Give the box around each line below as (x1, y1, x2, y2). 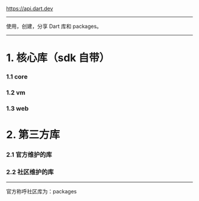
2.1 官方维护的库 (6, 151, 52, 159)
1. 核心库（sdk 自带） (6, 51, 110, 64)
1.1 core (6, 73, 28, 81)
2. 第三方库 (6, 128, 60, 141)
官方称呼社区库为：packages (6, 188, 77, 195)
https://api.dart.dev (6, 5, 53, 12)
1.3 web (6, 104, 29, 112)
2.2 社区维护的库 (6, 168, 54, 176)
